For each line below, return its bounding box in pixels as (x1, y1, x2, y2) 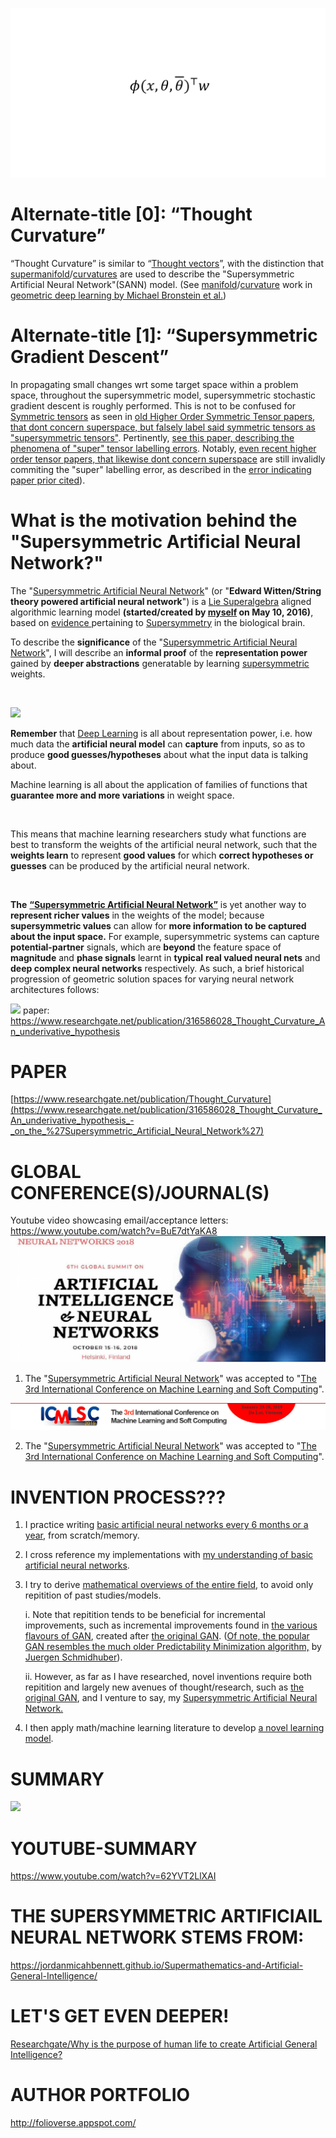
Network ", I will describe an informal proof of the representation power (10, 646, 308, 658)
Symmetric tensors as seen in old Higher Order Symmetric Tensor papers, (10, 410, 316, 422)
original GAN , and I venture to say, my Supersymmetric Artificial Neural (24, 1692, 318, 1704)
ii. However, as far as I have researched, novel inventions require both (24, 1671, 313, 1683)
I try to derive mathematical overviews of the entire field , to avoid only (24, 1579, 314, 1591)
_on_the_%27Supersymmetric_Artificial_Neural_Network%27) (10, 1125, 265, 1137)
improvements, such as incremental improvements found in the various (24, 1619, 318, 1632)
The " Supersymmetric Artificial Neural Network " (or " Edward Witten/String (10, 584, 322, 597)
